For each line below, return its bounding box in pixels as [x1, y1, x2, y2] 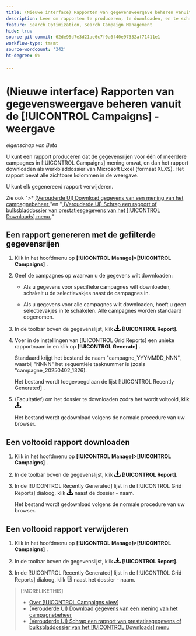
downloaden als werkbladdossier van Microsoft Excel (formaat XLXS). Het [6, 165, 184, 172]
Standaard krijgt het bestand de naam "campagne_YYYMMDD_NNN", [14, 354, 181, 361]
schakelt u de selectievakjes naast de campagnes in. [23, 290, 150, 297]
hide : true [6, 28, 33, 34]
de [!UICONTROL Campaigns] [6, 110, 152, 123]
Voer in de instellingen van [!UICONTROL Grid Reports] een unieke [14, 337, 175, 344]
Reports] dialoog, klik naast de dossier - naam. [14, 490, 135, 497]
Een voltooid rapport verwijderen [6, 524, 129, 534]
